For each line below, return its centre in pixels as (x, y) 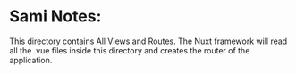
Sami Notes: (55, 16)
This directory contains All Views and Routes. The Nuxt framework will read (148, 41)
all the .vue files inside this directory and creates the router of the (130, 50)
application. (31, 60)
